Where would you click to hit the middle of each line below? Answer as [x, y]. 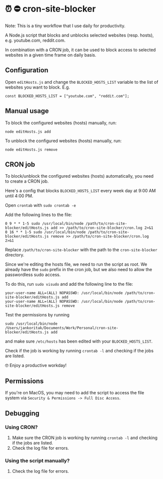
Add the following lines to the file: [38, 215]
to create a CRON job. [27, 181]
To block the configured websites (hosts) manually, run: [61, 123]
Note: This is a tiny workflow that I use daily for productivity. [65, 26]
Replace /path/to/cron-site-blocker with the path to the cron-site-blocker [81, 250]
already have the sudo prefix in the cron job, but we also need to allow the [79, 270]
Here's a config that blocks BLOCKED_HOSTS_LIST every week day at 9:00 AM [81, 191]
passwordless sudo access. [33, 275]
